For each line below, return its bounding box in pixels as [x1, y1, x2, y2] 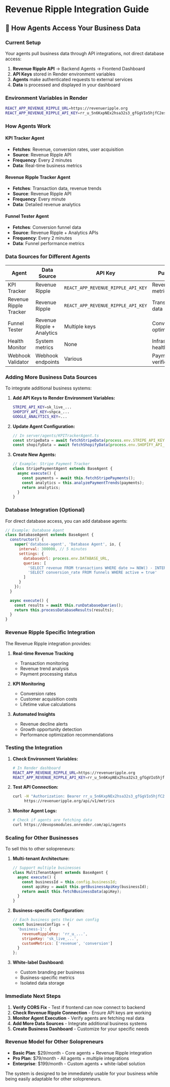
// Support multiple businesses [12, 865, 81, 871]
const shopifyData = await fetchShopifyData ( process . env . [12, 442, 138, 448]
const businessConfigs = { [12, 922, 70, 927]
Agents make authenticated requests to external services [12, 76, 133, 82]
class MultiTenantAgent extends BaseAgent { [12, 870, 108, 875]
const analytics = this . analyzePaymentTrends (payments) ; [22, 480, 145, 485]
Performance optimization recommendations [20, 731, 114, 737]
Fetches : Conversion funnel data [12, 224, 81, 230]
